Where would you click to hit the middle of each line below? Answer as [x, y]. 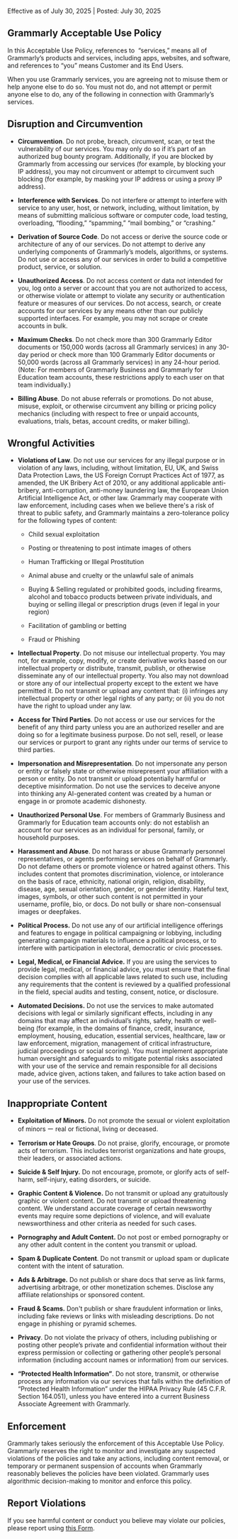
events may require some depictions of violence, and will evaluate [114, 1216]
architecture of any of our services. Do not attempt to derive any [112, 244]
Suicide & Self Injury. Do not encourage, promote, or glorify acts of [116, 1172]
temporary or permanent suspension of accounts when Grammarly [105, 1466]
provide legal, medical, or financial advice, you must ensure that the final [124, 969]
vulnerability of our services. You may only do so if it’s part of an [112, 148]
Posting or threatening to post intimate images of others [109, 548]
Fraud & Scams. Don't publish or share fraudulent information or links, [120, 1308]
